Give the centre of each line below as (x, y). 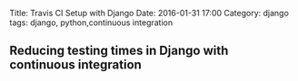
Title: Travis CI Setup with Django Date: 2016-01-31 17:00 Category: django (149, 13)
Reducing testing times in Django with (119, 51)
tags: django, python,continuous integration (91, 22)
